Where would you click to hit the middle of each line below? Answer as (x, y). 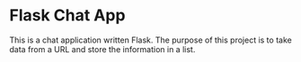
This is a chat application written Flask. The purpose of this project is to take (150, 40)
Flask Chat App (67, 15)
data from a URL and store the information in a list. (102, 49)
